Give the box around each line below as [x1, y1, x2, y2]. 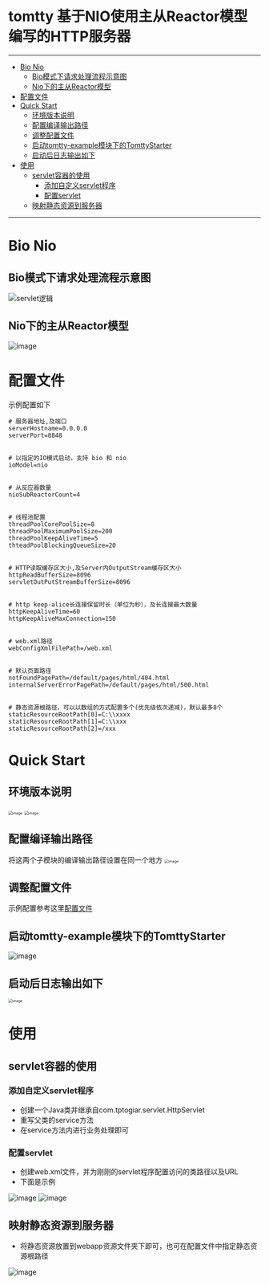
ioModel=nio [8, 461, 48, 469]
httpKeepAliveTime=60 [8, 607, 81, 615]
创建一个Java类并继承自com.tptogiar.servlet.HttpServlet [19, 1105, 206, 1115]
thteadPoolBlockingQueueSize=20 [8, 541, 116, 549]
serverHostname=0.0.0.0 [8, 424, 88, 432]
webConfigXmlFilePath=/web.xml [8, 644, 113, 652]
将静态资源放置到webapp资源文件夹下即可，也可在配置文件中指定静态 [19, 1241, 251, 1250]
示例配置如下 [8, 399, 50, 410]
